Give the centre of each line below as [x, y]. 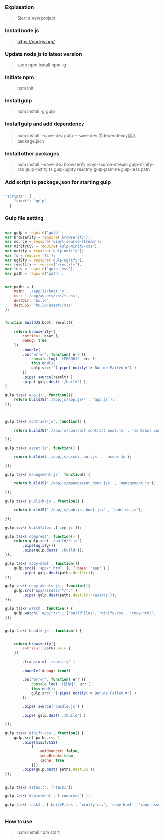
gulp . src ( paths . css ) [37, 738]
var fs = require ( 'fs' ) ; [30, 255]
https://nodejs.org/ [36, 41]
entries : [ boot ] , [41, 336]
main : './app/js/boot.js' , [41, 291]
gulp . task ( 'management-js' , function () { [48, 475]
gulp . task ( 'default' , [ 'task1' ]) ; [40, 787]
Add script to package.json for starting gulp [58, 182]
